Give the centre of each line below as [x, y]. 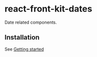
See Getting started [24, 49]
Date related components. [31, 22]
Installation [22, 37]
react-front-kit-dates [48, 9]
